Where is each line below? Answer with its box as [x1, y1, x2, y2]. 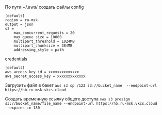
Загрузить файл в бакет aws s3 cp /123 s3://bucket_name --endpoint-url [5, 82, 157, 88]
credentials [5, 56, 28, 62]
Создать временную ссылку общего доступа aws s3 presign [5, 96, 130, 101]
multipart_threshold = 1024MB [14, 39, 75, 44]
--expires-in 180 [5, 105, 40, 110]
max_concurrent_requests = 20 [14, 31, 75, 35]
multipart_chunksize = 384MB [14, 43, 73, 48]
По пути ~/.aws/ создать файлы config [5, 4, 84, 10]
